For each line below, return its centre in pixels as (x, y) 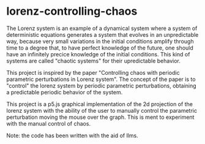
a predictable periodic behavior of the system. (65, 92)
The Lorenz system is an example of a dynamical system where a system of (102, 28)
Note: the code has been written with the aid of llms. (73, 135)
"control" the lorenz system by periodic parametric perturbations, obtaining (102, 85)
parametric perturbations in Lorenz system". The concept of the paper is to (101, 79)
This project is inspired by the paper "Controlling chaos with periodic (93, 72)
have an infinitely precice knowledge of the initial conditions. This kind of (98, 54)
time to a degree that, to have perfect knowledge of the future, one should (100, 48)
